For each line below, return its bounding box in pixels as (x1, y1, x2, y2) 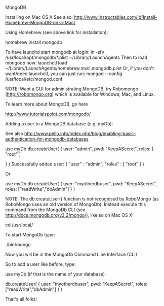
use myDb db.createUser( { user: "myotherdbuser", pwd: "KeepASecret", (5, 181, 157, 187)
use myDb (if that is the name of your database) (5, 271, 105, 277)
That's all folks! (5, 296, 37, 302)
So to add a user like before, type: (5, 261, 76, 267)
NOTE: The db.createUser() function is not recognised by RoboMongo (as (5, 196, 159, 202)
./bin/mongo (5, 242, 31, 248)
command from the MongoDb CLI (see (5, 207, 86, 213)
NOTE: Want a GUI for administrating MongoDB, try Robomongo (5, 86, 138, 92)
